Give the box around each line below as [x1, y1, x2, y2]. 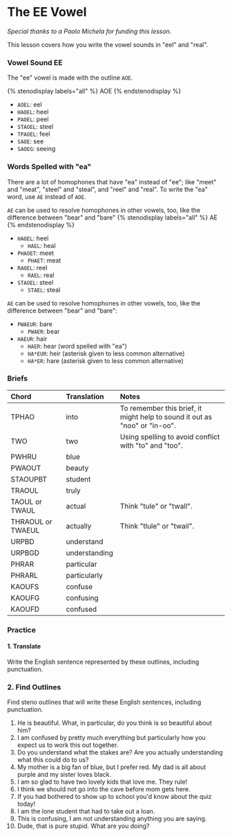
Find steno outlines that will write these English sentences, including [7, 698, 202, 707]
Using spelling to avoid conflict [119, 432, 220, 441]
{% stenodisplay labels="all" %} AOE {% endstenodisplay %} [7, 87, 182, 96]
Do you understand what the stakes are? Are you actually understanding [17, 748, 223, 757]
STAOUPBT [10, 474, 47, 484]
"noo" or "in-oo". [119, 421, 176, 430]
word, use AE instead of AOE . [7, 192, 86, 201]
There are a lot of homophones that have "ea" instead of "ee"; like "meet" [7, 177, 217, 186]
